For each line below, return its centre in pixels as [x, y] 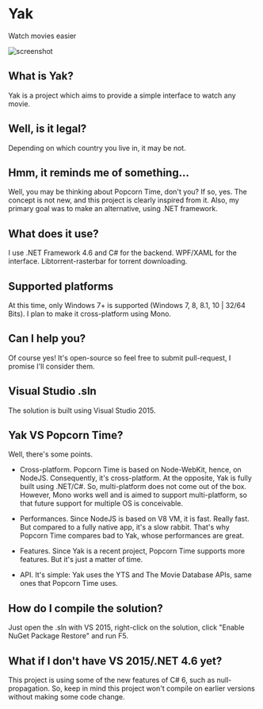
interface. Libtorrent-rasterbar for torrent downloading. [98, 261]
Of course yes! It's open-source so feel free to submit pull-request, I [120, 357]
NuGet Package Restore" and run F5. [69, 636]
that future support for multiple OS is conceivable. [101, 503]
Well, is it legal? [48, 129]
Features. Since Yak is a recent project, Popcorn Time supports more [132, 551]
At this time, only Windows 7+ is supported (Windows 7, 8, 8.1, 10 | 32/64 [127, 305]
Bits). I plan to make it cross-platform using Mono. [90, 314]
